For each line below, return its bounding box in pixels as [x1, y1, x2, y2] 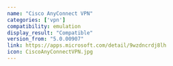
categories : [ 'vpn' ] [7, 16, 66, 23]
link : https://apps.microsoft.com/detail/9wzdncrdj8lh [7, 42, 167, 49]
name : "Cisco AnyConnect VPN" [7, 10, 94, 17]
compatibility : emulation [7, 23, 81, 30]
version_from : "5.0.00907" [7, 36, 84, 43]
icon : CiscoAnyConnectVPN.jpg [7, 49, 94, 56]
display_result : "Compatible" [7, 29, 94, 36]
